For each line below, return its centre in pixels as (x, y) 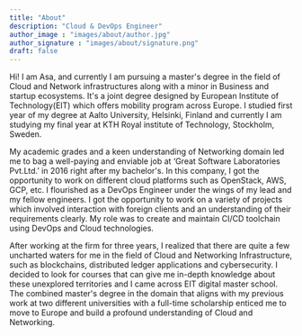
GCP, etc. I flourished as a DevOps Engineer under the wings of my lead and (151, 190)
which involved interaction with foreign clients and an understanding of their (151, 209)
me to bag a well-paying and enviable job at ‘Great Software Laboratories (145, 161)
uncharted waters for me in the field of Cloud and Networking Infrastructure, (151, 255)
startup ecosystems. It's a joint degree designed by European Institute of (144, 96)
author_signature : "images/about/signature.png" (104, 43)
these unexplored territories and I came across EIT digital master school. (144, 284)
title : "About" (38, 18)
